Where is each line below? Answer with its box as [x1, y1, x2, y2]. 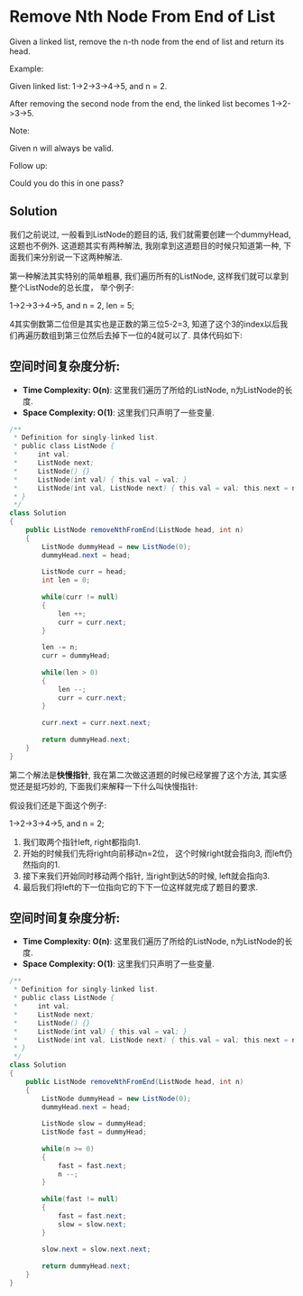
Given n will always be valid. [9, 142, 115, 153]
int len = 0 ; [41, 575, 91, 585]
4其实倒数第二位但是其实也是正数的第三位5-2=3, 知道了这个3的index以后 [9, 318, 280, 329]
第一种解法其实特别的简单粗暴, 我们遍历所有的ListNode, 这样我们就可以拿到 [9, 271, 289, 281]
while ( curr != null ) [41, 593, 119, 602]
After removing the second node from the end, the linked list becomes [9, 97, 271, 109]
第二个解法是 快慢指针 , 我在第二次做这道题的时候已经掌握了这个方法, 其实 [9, 769, 280, 780]
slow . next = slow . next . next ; [41, 1245, 151, 1255]
